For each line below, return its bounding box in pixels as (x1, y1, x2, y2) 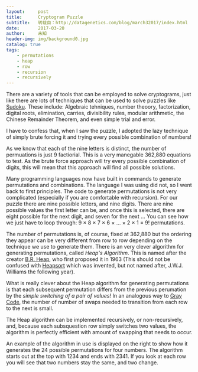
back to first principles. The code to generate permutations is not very (6, 188, 177, 195)
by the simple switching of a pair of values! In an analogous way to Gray (6, 292, 182, 299)
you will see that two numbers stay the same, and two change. (6, 359, 158, 366)
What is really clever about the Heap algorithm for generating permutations (6, 280, 189, 287)
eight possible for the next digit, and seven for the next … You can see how (6, 213, 189, 220)
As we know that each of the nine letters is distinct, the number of (6, 145, 167, 152)
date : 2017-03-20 (6, 25, 65, 31)
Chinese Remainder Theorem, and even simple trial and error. (6, 116, 156, 123)
